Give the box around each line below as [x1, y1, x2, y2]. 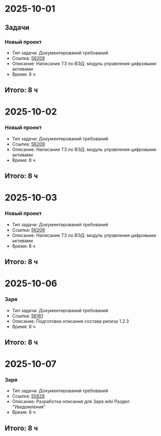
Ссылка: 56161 [12, 313, 43, 319]
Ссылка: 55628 [12, 393, 45, 399]
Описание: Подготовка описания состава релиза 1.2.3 [12, 318, 129, 324]
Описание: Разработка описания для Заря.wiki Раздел [12, 399, 130, 405]
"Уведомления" [12, 404, 46, 410]
